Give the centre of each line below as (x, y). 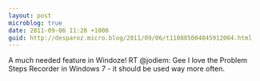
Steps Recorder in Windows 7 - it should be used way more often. (117, 69)
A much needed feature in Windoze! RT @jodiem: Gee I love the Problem (128, 60)
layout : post (30, 15)
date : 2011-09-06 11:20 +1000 (59, 30)
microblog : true (35, 23)
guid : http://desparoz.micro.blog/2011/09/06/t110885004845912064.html (130, 38)
